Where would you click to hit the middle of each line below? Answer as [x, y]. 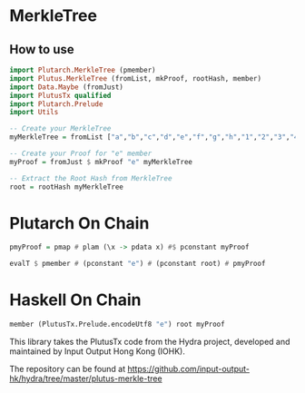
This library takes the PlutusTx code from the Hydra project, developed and [150, 342]
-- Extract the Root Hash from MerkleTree [91, 178]
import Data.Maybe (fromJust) [67, 87]
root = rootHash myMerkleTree [67, 187]
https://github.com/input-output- [188, 369]
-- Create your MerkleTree [60, 129]
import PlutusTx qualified [60, 95]
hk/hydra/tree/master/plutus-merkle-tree [86, 378]
